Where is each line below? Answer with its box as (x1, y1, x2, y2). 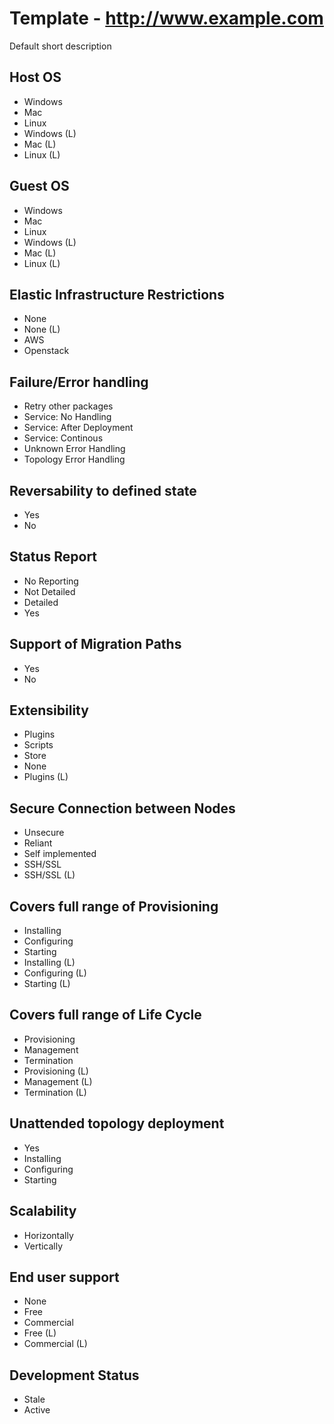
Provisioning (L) (23, 1065, 89, 1077)
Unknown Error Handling (23, 443, 126, 455)
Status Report (9, 548, 98, 566)
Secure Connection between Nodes (9, 800, 236, 817)
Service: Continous (23, 432, 104, 444)
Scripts (23, 739, 54, 751)
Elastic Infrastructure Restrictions (9, 286, 225, 303)
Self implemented (23, 848, 97, 860)
